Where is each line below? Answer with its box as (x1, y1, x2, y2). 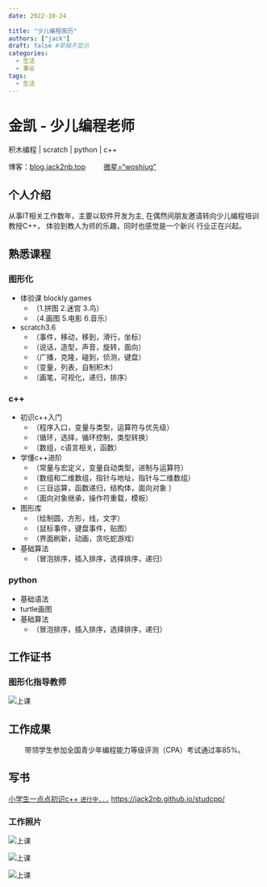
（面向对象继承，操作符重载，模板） (31, 494, 153, 503)
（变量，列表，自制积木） (31, 362, 118, 372)
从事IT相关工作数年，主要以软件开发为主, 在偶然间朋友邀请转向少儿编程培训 (8, 211, 260, 221)
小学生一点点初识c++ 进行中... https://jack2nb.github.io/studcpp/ (8, 793, 225, 804)
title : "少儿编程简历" (8, 27, 77, 35)
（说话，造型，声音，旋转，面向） (31, 342, 146, 351)
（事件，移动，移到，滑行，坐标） (31, 332, 146, 342)
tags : (8, 72, 27, 80)
